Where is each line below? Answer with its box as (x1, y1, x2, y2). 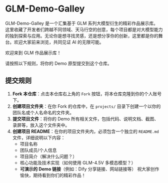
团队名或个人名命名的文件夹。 (12, 109, 74, 115)
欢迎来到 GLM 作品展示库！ (5, 50, 61, 56)
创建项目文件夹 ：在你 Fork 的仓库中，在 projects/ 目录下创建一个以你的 (12, 103, 161, 109)
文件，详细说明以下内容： (12, 134, 65, 140)
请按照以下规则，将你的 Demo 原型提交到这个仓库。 (5, 60, 112, 66)
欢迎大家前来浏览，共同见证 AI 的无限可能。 (13, 39, 104, 45)
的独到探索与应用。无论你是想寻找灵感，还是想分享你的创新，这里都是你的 (5, 33, 158, 39)
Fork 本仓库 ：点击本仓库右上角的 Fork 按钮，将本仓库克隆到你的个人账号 (12, 91, 162, 97)
